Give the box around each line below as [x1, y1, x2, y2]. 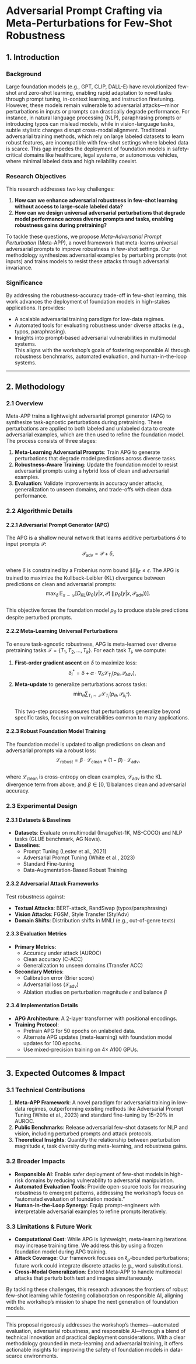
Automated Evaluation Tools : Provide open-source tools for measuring [14, 1183, 187, 1190]
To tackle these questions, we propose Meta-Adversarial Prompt [6, 233, 162, 240]
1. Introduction [6, 52, 60, 62]
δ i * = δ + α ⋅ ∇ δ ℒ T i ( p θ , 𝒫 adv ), [68, 669, 136, 679]
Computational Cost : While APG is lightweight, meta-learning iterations [14, 1235, 187, 1242]
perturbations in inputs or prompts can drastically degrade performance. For [6, 108, 190, 115]
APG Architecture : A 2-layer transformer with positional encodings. [14, 1015, 178, 1022]
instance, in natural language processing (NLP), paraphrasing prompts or [6, 114, 182, 121]
